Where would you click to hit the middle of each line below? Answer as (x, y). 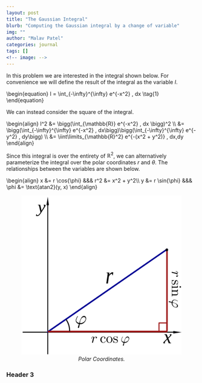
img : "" (16, 32)
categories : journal (32, 45)
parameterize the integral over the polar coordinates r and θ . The (87, 162)
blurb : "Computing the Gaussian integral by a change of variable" (93, 25)
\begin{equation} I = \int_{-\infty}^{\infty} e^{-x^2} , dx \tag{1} (83, 93)
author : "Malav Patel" (35, 38)
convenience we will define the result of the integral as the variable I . (92, 82)
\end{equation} (25, 100)
